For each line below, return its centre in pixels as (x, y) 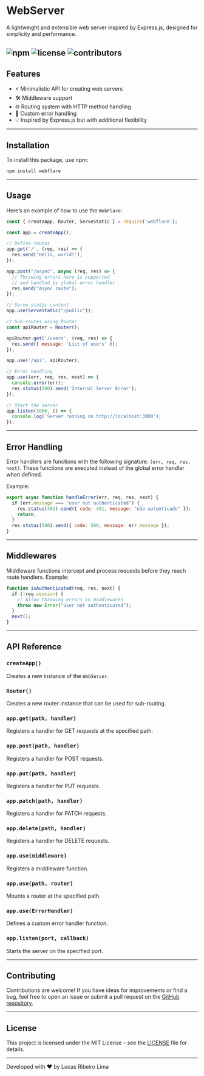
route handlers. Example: (37, 577)
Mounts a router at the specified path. (54, 896)
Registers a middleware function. (48, 868)
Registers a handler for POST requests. (55, 758)
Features (23, 74)
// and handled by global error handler (63, 283)
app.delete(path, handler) (46, 829)
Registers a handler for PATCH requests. (57, 814)
